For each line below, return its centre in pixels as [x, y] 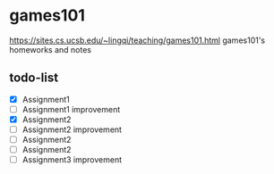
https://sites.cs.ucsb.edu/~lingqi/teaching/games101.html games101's [137, 40]
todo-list [34, 78]
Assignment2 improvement [72, 129]
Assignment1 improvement [71, 109]
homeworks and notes [51, 49]
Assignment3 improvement [72, 160]
